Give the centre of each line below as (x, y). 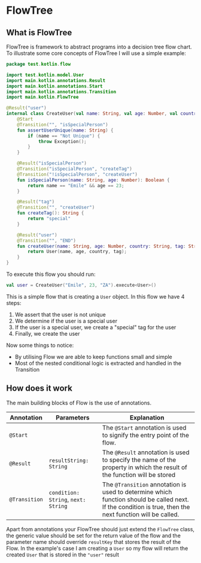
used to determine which (137, 492)
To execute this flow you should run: (51, 274)
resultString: (69, 460)
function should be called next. (146, 499)
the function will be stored (139, 474)
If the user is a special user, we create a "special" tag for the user (95, 327)
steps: (14, 303)
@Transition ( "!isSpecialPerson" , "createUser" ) (77, 174)
